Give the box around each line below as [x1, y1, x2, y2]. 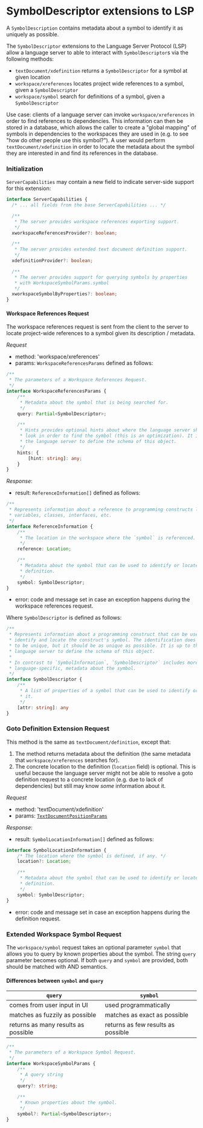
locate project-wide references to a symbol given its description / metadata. [6, 330, 195, 337]
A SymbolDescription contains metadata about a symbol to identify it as [6, 24, 183, 31]
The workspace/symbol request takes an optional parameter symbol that [6, 943, 181, 951]
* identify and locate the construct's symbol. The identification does [8, 637, 196, 643]
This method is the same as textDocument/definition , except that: [6, 738, 171, 746]
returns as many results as [9, 1021, 85, 1029]
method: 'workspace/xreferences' [14, 353, 100, 361]
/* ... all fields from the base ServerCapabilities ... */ [11, 202, 166, 208]
